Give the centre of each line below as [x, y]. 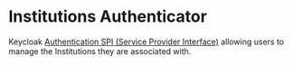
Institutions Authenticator [108, 17]
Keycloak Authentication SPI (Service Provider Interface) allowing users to [146, 42]
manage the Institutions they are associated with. [100, 51]
